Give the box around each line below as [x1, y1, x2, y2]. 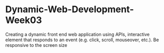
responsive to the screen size [5, 42, 67, 48]
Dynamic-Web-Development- [5, 4, 134, 15]
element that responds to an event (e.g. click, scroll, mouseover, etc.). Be [5, 37, 159, 43]
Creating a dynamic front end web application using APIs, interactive [5, 31, 150, 37]
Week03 [5, 14, 42, 26]
